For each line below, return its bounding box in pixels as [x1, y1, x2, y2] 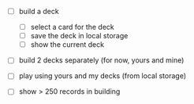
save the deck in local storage [30, 31, 129, 41]
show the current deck [30, 40, 104, 49]
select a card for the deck [30, 23, 115, 32]
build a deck [18, 7, 60, 16]
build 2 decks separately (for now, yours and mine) [18, 56, 185, 65]
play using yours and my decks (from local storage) [18, 71, 187, 81]
